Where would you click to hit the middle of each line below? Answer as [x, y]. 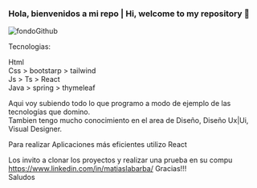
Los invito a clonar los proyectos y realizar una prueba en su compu [120, 160]
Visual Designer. [35, 129]
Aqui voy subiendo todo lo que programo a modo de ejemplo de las [120, 104]
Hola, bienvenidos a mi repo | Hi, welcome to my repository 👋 [129, 14]
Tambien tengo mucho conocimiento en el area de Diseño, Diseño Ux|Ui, [128, 121]
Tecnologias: [29, 47]
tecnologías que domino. [49, 112]
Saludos [22, 178]
